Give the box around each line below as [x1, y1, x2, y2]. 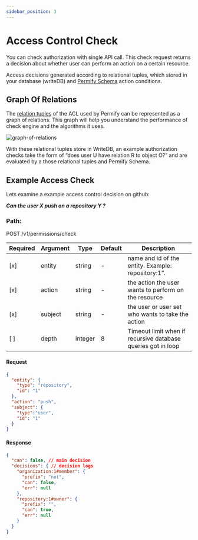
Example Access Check [6, 175, 95, 185]
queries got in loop [127, 342, 180, 350]
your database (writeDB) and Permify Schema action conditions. [6, 77, 163, 84]
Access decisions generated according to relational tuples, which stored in [6, 71, 187, 78]
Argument [40, 244, 70, 252]
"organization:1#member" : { [16, 469, 85, 475]
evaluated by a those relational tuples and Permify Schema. [6, 158, 150, 165]
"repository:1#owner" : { [16, 496, 78, 502]
